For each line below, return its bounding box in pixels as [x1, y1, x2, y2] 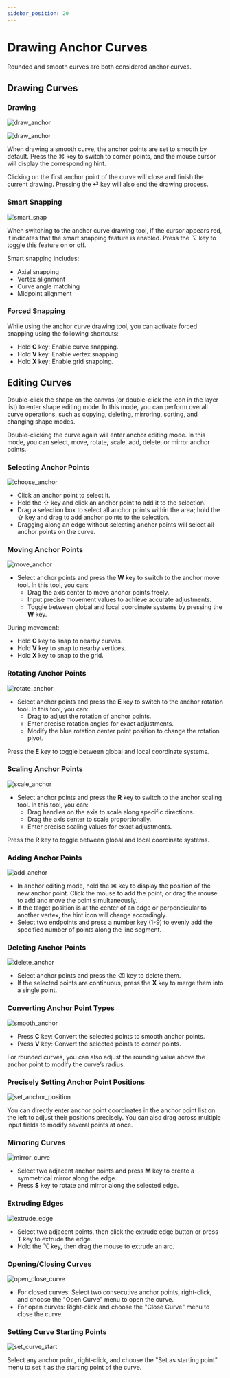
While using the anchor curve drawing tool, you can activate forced [7, 322, 198, 330]
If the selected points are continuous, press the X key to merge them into [16, 979, 224, 987]
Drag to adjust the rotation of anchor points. [27, 712, 152, 720]
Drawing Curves [7, 82, 78, 93]
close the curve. [16, 1309, 63, 1318]
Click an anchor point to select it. [16, 491, 111, 499]
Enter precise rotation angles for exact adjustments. [27, 719, 174, 728]
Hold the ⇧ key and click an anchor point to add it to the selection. [16, 498, 206, 507]
